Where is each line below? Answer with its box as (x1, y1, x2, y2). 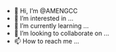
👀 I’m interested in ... (13, 14, 74, 22)
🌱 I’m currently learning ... (13, 22, 89, 30)
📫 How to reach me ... (13, 37, 79, 45)
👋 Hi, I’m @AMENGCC (13, 7, 78, 15)
